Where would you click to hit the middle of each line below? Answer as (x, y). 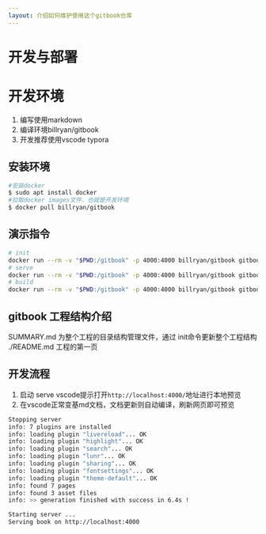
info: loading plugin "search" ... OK (70, 449)
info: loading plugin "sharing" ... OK (72, 464)
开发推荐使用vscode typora (64, 139)
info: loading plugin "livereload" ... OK (78, 434)
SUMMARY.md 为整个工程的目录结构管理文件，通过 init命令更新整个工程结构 (133, 336)
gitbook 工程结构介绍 (60, 316)
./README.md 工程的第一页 (53, 347)
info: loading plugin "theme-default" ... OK (83, 478)
